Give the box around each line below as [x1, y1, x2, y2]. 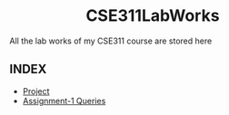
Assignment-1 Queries [22, 95, 106, 106]
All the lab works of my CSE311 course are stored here [9, 35, 213, 46]
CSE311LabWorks [85, 5, 220, 26]
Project [22, 85, 50, 96]
